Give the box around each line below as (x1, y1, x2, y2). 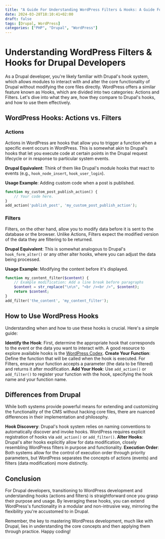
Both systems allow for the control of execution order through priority (5, 450, 146, 456)
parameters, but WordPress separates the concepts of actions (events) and (5, 455, 158, 461)
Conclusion (5, 475, 41, 483)
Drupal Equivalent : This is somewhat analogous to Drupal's (5, 246, 126, 252)
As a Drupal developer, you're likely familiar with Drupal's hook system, (5, 73, 149, 79)
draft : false (5, 16, 32, 21)
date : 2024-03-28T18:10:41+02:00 (5, 12, 74, 17)
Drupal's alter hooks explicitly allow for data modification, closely (5, 439, 137, 445)
